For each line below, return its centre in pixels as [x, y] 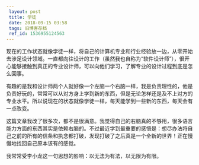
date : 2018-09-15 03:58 [38, 23]
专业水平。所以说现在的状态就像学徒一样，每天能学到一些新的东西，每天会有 [99, 101]
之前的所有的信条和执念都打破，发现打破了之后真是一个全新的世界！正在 [99, 136]
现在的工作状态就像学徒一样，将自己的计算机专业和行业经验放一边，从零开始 [99, 52]
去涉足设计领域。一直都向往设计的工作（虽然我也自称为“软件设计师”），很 [95, 59]
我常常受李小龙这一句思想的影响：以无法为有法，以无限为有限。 [84, 156]
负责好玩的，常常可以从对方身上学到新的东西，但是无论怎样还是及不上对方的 [99, 94]
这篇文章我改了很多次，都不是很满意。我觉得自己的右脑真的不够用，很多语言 [99, 121]
